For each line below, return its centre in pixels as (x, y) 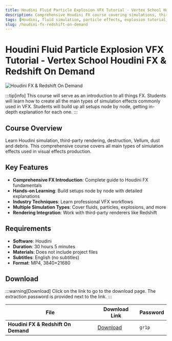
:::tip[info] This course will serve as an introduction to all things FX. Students (86, 96)
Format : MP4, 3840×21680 (41, 263)
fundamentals (27, 185)
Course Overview (34, 128)
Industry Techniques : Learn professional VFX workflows (73, 202)
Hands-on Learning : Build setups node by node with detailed (77, 191)
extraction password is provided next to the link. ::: (59, 297)
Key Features (27, 167)
